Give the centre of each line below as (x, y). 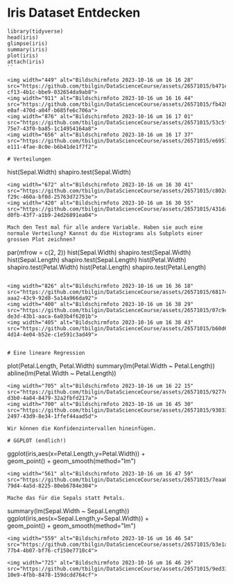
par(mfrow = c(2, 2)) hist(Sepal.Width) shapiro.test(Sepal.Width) (99, 252)
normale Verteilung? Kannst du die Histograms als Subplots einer (105, 233)
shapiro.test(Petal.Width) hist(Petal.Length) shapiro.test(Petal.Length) (107, 267)
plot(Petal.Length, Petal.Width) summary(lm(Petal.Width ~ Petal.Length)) (111, 366)
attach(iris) (26, 62)
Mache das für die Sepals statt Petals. (67, 498)
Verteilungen (32, 159)
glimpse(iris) (28, 43)
